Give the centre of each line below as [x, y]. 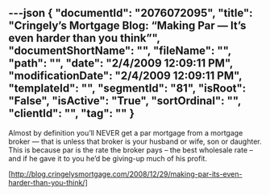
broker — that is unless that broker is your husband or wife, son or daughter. [135, 141]
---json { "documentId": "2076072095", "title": [131, 13]
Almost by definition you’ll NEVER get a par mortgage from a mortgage [126, 132]
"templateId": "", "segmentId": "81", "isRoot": [127, 89]
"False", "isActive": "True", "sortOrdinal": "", [125, 101]
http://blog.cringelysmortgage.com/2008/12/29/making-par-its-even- [127, 174]
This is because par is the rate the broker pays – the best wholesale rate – [131, 150]
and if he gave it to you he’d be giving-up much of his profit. [108, 158]
